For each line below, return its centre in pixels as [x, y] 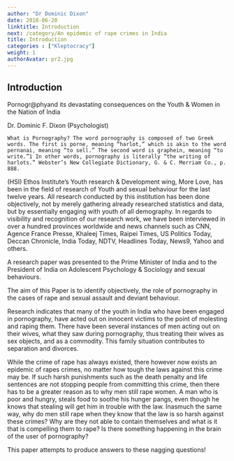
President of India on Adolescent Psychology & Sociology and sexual [106, 269]
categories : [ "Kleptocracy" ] [51, 46]
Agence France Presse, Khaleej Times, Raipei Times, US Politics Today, [110, 233]
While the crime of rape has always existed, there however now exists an [112, 362]
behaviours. [24, 277]
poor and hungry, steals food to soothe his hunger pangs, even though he [114, 399]
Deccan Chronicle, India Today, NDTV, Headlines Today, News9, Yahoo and [116, 241]
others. [17, 248]
